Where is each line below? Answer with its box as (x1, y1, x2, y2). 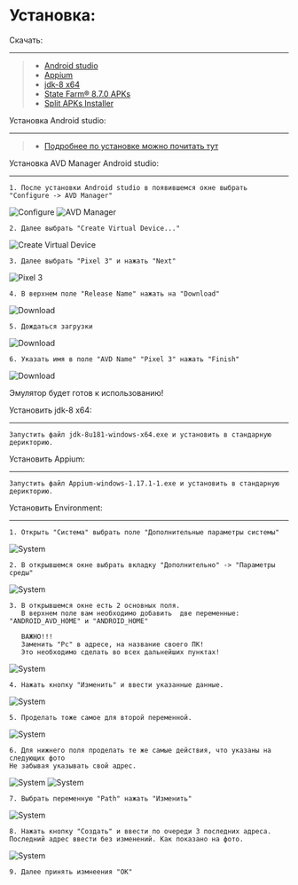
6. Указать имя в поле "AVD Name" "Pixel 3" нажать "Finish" (9, 354, 240, 364)
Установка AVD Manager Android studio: (9, 157, 160, 169)
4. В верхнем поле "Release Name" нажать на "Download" (9, 289, 220, 298)
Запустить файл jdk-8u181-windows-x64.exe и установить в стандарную (9, 430, 272, 439)
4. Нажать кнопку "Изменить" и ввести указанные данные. (9, 680, 224, 689)
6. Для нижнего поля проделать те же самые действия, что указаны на (9, 746, 272, 755)
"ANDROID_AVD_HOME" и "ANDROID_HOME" (9, 616, 149, 626)
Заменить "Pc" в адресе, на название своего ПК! (20, 640, 204, 649)
